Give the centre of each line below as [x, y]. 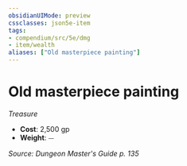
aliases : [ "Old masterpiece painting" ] [74, 52]
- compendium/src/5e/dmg [49, 38]
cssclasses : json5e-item [49, 23]
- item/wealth [32, 45]
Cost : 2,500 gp [45, 129]
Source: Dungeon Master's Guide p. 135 [74, 153]
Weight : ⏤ [37, 137]
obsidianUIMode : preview [49, 15]
